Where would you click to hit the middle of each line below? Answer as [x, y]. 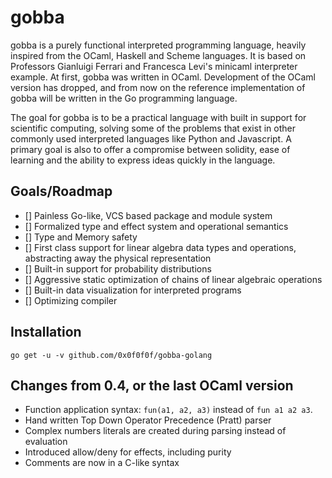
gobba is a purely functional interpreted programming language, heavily [158, 45]
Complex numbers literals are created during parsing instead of [155, 431]
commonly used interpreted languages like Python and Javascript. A [151, 138]
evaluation [46, 442]
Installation [46, 332]
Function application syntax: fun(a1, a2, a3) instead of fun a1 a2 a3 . [168, 410]
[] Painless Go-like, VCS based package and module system [148, 215]
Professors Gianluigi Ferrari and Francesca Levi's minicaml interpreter [154, 66]
